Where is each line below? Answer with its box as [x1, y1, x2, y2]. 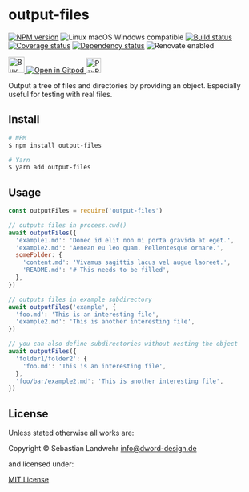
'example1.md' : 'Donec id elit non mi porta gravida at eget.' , [15, 236, 235, 244]
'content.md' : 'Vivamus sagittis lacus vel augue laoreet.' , [22, 258, 231, 266]
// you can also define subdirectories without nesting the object [8, 340, 239, 348]
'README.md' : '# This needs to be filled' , [22, 266, 171, 274]
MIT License [8, 475, 50, 485]
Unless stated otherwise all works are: [8, 428, 135, 438]
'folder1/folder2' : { [15, 355, 88, 363]
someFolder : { [15, 251, 62, 259]
